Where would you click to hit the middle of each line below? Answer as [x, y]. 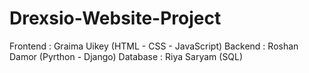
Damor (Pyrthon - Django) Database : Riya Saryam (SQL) [126, 56]
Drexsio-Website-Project [115, 18]
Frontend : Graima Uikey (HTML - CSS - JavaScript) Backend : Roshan [154, 46]
